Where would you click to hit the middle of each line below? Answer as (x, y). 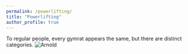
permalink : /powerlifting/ (39, 11)
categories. (20, 45)
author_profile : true (33, 22)
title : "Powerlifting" (34, 17)
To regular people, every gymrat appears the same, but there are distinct (94, 39)
